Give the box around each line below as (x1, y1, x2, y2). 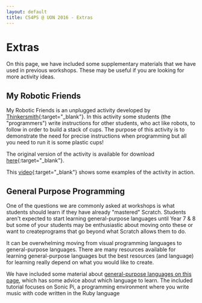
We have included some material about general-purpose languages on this (6, 270, 192, 278)
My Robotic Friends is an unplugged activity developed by (6, 107, 151, 114)
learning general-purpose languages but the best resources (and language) (6, 252, 194, 260)
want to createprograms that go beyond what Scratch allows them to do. (6, 228, 186, 235)
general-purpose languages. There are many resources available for (6, 246, 176, 254)
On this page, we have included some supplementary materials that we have (6, 60, 196, 68)
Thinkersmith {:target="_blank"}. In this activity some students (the (6, 113, 171, 121)
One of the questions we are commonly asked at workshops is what (6, 202, 175, 209)
